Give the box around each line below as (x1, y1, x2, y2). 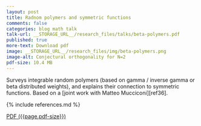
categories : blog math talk (6, 25, 77, 32)
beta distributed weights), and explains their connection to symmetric (6, 82, 180, 90)
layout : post (6, 8, 39, 15)
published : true (6, 37, 47, 43)
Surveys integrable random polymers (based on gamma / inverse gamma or (6, 76, 195, 84)
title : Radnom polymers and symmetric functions (6, 15, 131, 21)
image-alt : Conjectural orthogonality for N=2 (6, 54, 126, 60)
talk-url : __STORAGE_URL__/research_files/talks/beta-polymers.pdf (6, 31, 180, 38)
